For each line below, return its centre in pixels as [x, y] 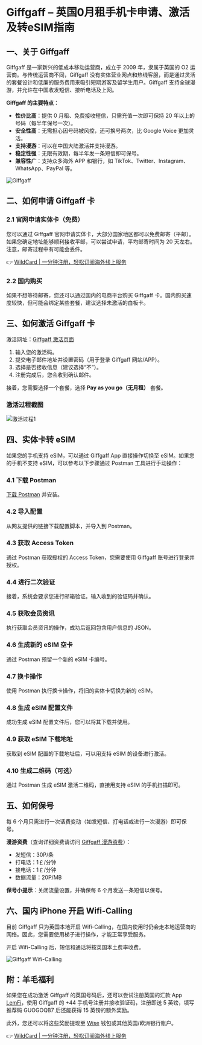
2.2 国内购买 [24, 281]
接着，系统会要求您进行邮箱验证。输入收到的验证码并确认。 [80, 596]
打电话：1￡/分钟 [36, 862]
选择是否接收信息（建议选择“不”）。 [58, 367]
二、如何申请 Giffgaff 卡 [51, 201]
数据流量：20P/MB [38, 877]
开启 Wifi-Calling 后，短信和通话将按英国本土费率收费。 [75, 947]
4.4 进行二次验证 [31, 582]
